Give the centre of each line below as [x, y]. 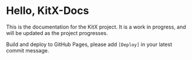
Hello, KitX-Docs [48, 11]
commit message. [28, 50]
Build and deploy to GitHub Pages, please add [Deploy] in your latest [89, 44]
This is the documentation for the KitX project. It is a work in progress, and [96, 27]
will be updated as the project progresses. [57, 33]
